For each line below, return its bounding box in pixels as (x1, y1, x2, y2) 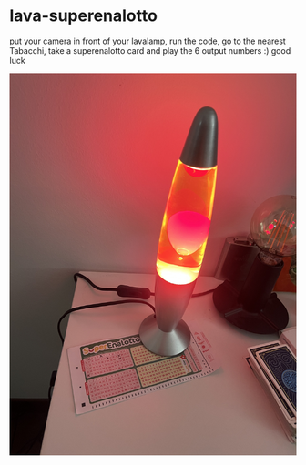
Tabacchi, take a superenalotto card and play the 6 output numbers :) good (9, 45, 291, 56)
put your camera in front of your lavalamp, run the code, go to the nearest (9, 35, 287, 46)
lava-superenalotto (9, 5, 158, 26)
